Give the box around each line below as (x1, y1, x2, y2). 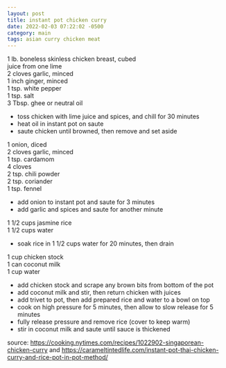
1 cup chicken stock (7, 253, 64, 261)
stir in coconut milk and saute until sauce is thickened (17, 325, 171, 333)
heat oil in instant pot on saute (17, 120, 104, 128)
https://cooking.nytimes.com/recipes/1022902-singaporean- (30, 338, 205, 347)
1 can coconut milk (7, 260, 61, 268)
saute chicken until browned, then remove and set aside (17, 127, 177, 136)
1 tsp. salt (7, 91, 35, 100)
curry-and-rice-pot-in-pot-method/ (7, 353, 109, 362)
